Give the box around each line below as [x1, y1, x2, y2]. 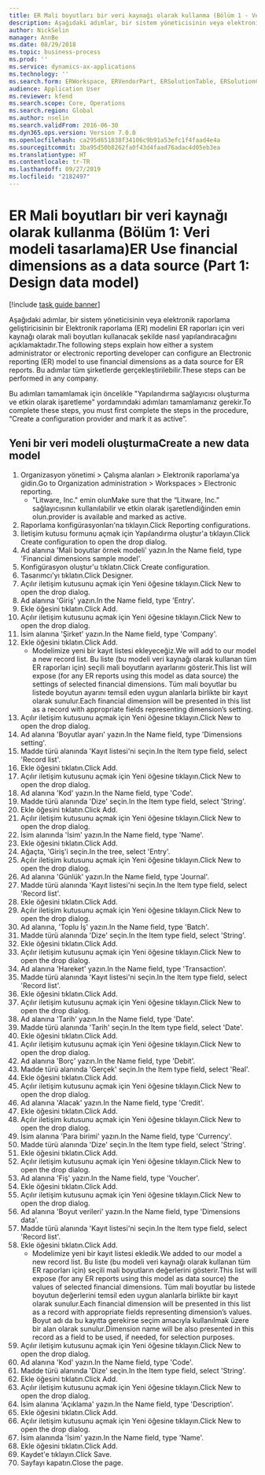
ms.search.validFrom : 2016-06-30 [9, 121, 119, 129]
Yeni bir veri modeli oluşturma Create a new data [9, 437, 250, 450]
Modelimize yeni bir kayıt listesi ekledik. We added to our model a [31, 1248, 242, 1258]
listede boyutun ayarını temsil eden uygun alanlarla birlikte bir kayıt [31, 687, 248, 697]
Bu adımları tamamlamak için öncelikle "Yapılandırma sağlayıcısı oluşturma [9, 388, 250, 398]
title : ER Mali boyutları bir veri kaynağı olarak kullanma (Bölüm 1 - [9, 11, 248, 20]
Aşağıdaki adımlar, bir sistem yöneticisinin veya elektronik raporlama [9, 314, 230, 324]
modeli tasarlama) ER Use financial [9, 240, 238, 258]
